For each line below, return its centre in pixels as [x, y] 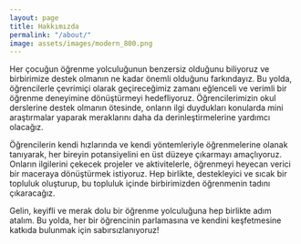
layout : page [34, 18]
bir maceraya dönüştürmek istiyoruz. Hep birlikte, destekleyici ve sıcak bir [148, 174]
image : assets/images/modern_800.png [81, 43]
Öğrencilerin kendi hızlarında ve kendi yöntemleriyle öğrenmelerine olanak [149, 145]
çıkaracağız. [32, 193]
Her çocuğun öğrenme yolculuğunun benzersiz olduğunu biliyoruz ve [140, 69]
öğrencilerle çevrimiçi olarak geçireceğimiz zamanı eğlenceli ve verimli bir [148, 88]
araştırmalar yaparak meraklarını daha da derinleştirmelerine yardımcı [140, 117]
